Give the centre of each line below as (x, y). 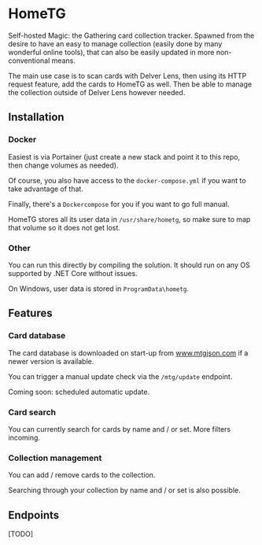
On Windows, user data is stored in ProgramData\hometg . (98, 289)
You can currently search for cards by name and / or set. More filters (119, 429)
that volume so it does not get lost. (64, 227)
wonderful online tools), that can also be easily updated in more (111, 52)
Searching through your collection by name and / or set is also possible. (125, 490)
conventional (29, 61)
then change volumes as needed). (63, 165)
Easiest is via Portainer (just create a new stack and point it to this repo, (124, 157)
